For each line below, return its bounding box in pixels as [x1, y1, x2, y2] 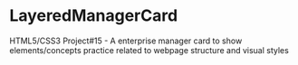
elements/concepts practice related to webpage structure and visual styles [9, 44, 290, 55]
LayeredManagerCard [9, 5, 178, 26]
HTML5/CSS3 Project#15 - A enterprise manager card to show [9, 35, 243, 46]
